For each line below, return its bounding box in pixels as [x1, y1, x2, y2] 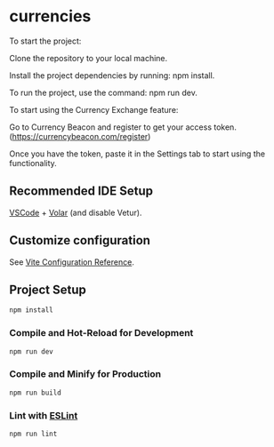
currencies [9, 6, 92, 27]
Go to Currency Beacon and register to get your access [9, 122, 212, 132]
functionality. [9, 157, 58, 168]
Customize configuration [9, 233, 151, 248]
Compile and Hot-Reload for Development [9, 327, 194, 339]
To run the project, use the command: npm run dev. [9, 87, 197, 98]
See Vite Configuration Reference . [9, 256, 135, 267]
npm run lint [9, 429, 58, 438]
